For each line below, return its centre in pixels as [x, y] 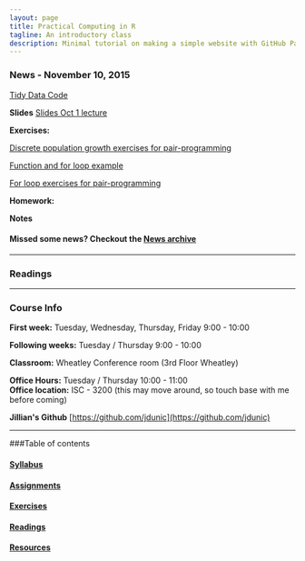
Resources [30, 547]
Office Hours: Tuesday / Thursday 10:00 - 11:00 [98, 381]
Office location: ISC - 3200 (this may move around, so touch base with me [149, 390]
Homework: [32, 200]
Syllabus [26, 464]
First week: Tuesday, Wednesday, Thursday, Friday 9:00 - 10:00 [129, 327]
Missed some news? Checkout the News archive [103, 239]
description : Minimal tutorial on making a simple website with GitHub [148, 43]
